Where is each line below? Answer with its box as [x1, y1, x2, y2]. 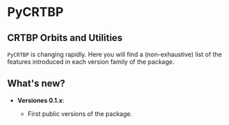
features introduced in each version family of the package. [7, 58, 175, 66]
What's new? [7, 78, 66, 90]
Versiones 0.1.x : [17, 96, 65, 104]
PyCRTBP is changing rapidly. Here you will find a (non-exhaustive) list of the [7, 50, 222, 58]
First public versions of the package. [27, 109, 133, 118]
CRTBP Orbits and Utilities [7, 32, 123, 44]
